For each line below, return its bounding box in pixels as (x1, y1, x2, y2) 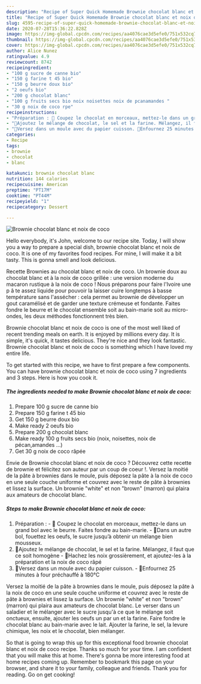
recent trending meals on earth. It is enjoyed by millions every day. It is (6, 331, 181, 338)
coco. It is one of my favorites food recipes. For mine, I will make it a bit (6, 250, 182, 257)
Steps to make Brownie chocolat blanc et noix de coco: (6, 505, 146, 512)
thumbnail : (6, 37, 33, 43)
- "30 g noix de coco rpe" (6, 103, 74, 110)
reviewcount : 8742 (6, 59, 52, 65)
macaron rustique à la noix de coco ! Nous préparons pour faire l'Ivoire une (6, 280, 191, 288)
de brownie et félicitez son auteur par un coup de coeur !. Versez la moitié (6, 466, 188, 473)
